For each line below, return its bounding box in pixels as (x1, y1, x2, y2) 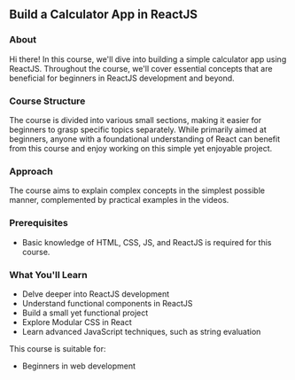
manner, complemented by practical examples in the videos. (9, 195, 229, 206)
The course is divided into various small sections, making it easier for (9, 114, 262, 125)
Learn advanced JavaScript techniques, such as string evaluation (21, 326, 261, 337)
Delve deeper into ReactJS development (21, 288, 170, 299)
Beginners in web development (21, 361, 136, 371)
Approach (9, 165, 53, 177)
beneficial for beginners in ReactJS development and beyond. (9, 73, 235, 83)
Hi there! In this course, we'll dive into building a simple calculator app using (9, 53, 287, 65)
